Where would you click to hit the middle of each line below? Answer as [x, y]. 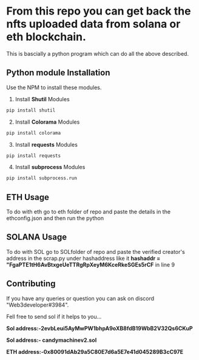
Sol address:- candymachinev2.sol [52, 340]
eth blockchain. [46, 37]
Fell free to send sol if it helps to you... [54, 316]
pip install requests [34, 156]
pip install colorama [34, 133]
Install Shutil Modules [42, 99]
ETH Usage [28, 197]
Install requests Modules [46, 144]
